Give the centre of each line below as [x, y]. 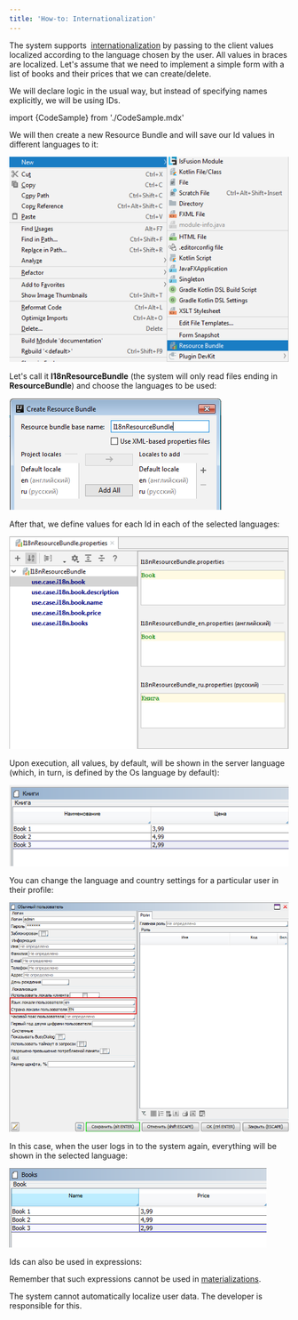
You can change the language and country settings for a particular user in [144, 880]
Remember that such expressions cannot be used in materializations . [135, 1279]
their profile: [31, 889]
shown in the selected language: [69, 1155]
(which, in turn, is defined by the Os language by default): [114, 772]
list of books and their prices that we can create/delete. [110, 73]
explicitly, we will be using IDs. [65, 100]
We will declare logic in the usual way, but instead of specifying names [138, 91]
